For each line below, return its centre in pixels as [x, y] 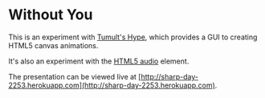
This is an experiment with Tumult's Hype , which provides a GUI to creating [133, 37]
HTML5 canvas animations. [53, 45]
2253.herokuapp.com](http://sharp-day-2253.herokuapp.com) [112, 85]
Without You [51, 15]
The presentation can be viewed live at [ [75, 76]
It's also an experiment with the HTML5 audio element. [99, 61]
